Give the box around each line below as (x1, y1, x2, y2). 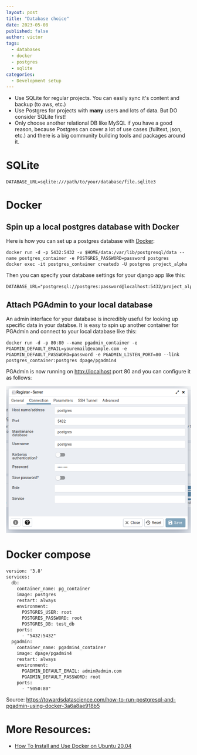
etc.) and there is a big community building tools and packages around (14, 132, 186, 139)
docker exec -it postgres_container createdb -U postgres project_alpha (6, 262, 188, 268)
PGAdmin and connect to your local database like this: (6, 328, 137, 335)
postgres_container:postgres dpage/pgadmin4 (6, 358, 117, 363)
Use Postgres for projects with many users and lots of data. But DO (14, 107, 178, 114)
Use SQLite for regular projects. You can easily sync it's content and (14, 95, 180, 102)
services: (6, 574, 30, 580)
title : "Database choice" (6, 15, 69, 22)
